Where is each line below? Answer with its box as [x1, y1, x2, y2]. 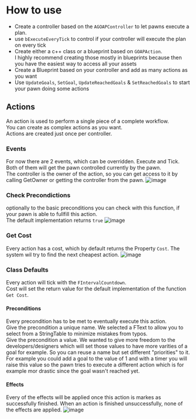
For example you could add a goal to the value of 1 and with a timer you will [6, 355, 187, 362]
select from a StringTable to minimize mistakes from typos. [6, 330, 148, 337]
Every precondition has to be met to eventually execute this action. [6, 318, 167, 325]
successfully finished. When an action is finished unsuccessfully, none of [6, 400, 183, 407]
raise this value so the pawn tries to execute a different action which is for [6, 361, 184, 369]
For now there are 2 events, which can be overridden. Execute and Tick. [6, 158, 180, 165]
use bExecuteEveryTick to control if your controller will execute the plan [14, 35, 186, 42]
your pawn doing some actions [14, 85, 90, 92]
